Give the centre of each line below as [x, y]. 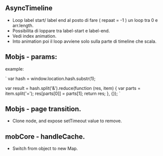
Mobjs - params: [31, 57]
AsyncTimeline [29, 8]
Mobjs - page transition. [43, 109]
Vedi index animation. [34, 36]
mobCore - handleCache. [45, 136]
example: [14, 69]
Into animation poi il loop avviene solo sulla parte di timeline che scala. [84, 41]
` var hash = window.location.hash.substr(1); [50, 78]
